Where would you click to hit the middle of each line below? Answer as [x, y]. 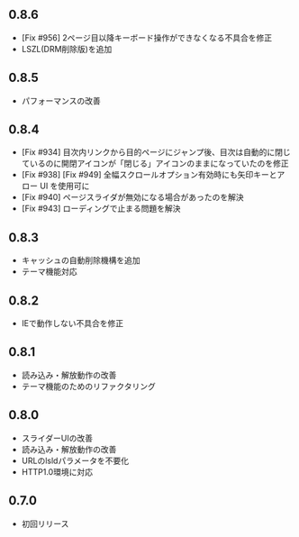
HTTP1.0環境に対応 [57, 471]
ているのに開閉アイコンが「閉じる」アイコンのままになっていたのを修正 [155, 164]
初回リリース [45, 523]
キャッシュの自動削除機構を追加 [81, 260]
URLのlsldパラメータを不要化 [75, 460]
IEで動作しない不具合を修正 [72, 323]
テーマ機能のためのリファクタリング [89, 386]
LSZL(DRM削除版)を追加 [67, 49]
